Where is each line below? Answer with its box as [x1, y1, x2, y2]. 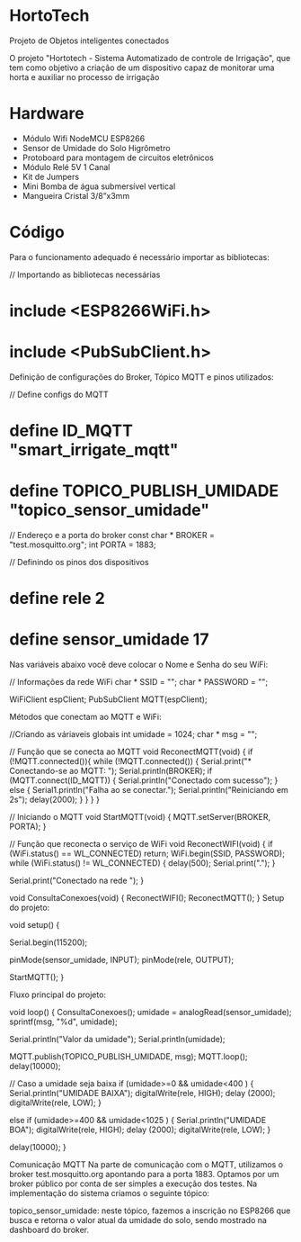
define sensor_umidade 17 [9, 629, 209, 650]
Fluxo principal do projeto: [9, 989, 106, 1000]
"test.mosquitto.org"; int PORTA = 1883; [9, 539, 156, 550]
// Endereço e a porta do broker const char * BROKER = [9, 530, 216, 541]
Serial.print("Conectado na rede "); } [9, 875, 145, 886]
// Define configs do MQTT [9, 389, 110, 400]
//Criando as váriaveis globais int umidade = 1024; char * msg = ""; [9, 729, 258, 740]
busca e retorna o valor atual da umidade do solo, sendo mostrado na [9, 1215, 268, 1226]
